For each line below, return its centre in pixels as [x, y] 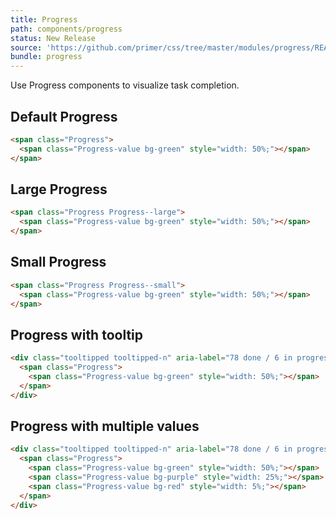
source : [26, 47]
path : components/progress [66, 29]
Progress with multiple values [105, 426]
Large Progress [59, 189]
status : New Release [53, 38]
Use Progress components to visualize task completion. [125, 85]
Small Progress [58, 262]
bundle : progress [46, 57]
